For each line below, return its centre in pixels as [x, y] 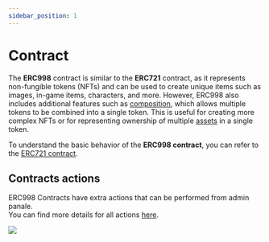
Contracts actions [54, 178]
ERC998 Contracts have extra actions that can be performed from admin [129, 198]
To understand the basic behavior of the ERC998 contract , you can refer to [134, 145]
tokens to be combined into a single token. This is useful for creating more [132, 112]
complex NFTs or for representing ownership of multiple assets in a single [131, 121]
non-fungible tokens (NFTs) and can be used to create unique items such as [135, 86]
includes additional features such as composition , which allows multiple [127, 103]
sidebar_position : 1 [43, 16]
